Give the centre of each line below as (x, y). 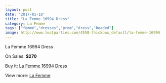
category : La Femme (25, 23)
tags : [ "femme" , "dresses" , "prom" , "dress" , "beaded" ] (59, 28)
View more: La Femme (28, 75)
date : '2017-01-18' (25, 14)
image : (12, 33)
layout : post (19, 10)
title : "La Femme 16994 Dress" (37, 19)
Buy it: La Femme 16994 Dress (36, 66)
